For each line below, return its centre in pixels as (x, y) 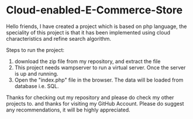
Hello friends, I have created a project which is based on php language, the (96, 26)
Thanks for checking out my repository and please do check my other (90, 97)
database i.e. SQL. (37, 86)
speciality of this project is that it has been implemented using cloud (88, 32)
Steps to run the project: (35, 50)
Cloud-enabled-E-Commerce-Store (94, 10)
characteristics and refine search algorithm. (59, 38)
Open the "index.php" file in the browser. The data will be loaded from (99, 80)
